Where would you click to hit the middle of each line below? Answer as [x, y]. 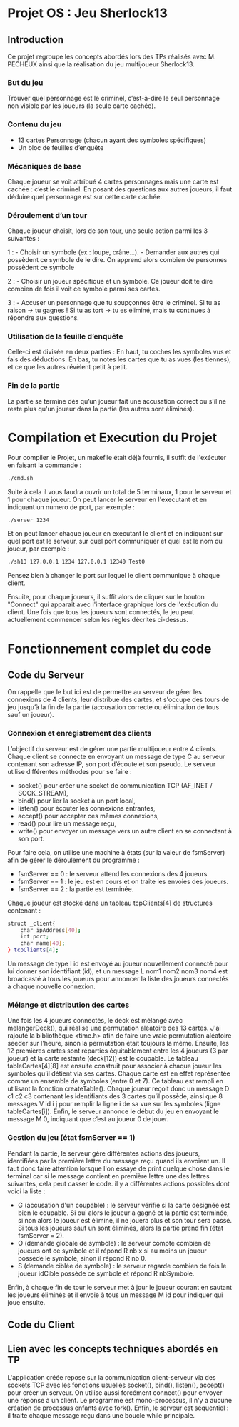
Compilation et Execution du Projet [112, 437]
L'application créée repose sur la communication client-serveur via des [112, 1377]
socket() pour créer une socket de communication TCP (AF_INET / [115, 785]
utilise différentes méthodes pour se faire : [70, 771]
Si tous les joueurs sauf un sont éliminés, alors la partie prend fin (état [120, 1228]
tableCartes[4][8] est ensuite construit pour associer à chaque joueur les [115, 1066]
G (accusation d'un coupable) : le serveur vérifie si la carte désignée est [124, 1205]
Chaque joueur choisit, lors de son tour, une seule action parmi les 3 [108, 231]
